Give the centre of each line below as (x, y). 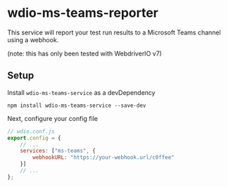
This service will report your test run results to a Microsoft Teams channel (114, 32)
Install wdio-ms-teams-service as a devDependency (82, 92)
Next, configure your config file (53, 118)
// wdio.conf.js (31, 131)
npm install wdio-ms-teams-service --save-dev (77, 105)
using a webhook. (33, 39)
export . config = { (34, 138)
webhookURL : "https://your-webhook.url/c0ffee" (103, 157)
